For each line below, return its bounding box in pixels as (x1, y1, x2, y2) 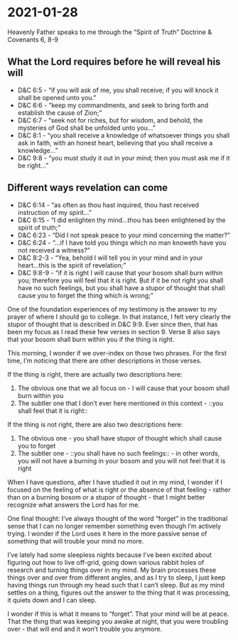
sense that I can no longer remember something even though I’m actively (7, 522, 222, 530)
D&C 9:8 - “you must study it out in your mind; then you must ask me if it (17, 153, 230, 162)
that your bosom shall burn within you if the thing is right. (7, 335, 175, 343)
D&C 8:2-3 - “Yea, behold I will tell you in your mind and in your (17, 253, 203, 262)
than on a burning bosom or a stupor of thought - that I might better (7, 492, 205, 501)
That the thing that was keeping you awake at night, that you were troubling (7, 617, 229, 625)
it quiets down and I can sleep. (7, 595, 97, 604)
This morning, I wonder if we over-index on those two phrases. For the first (7, 348, 227, 357)
